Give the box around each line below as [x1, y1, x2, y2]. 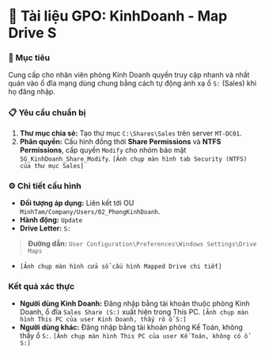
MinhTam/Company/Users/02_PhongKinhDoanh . [19, 207, 161, 216]
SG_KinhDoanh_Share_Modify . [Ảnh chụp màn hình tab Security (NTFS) [19, 154, 248, 163]
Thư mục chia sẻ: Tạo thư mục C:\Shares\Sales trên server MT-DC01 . [19, 128, 243, 138]
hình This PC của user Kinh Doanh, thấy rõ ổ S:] [19, 316, 187, 324]
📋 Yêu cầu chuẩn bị [8, 107, 86, 118]
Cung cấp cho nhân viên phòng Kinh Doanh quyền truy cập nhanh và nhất [8, 70, 250, 80]
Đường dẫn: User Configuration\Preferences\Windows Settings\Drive [27, 239, 257, 249]
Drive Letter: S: [19, 223, 71, 233]
